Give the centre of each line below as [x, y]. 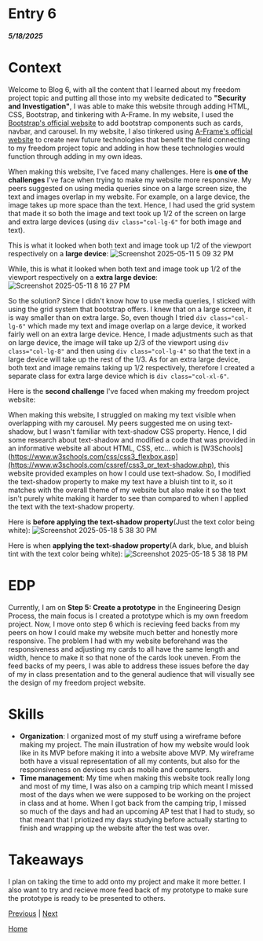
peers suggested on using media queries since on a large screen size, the [128, 188]
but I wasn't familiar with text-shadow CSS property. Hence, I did [142, 431]
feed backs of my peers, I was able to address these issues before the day [129, 666]
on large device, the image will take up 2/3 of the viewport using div [119, 342]
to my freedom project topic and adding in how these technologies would [126, 148]
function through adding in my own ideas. [75, 156]
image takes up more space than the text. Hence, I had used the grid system [131, 204]
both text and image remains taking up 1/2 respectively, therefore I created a [131, 367]
